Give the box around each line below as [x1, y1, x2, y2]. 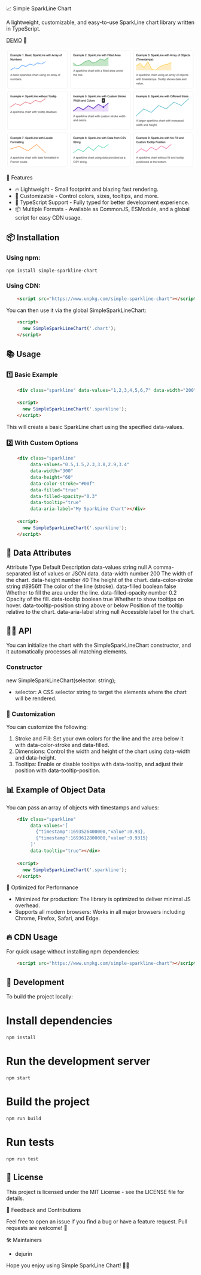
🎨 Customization [6, 710, 56, 718]
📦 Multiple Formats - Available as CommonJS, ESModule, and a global [14, 206, 190, 213]
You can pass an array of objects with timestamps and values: [6, 803, 160, 811]
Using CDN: [6, 281, 41, 290]
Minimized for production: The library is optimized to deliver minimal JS [14, 896, 191, 903]
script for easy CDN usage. [14, 214, 82, 221]
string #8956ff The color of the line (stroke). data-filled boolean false [6, 583, 176, 590]
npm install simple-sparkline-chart [6, 268, 98, 274]
